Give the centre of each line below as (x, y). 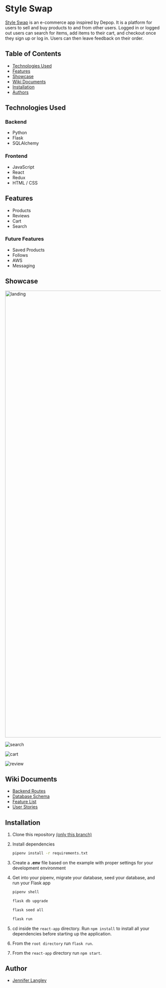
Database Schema (31, 796)
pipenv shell (26, 892)
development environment (39, 868)
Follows (20, 255)
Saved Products (28, 250)
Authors (20, 92)
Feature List (24, 802)
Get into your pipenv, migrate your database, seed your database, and (83, 878)
